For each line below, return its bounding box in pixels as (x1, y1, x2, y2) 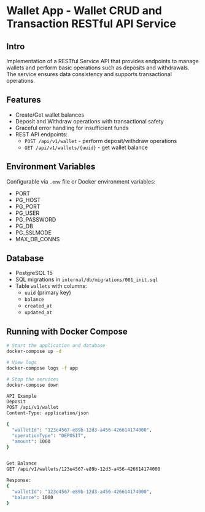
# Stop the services (6, 376, 60, 382)
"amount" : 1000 (12, 438, 51, 444)
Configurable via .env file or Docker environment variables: (6, 177, 156, 185)
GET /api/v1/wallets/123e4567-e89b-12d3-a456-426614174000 (6, 466, 161, 473)
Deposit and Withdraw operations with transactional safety (15, 117, 164, 125)
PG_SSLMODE (15, 228, 52, 236)
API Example (6, 393, 37, 399)
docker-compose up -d (6, 348, 62, 355)
